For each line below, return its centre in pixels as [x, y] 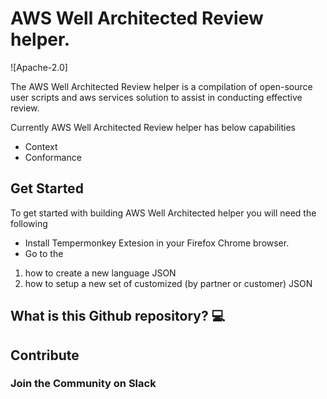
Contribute [45, 355]
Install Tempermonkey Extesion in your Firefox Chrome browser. [157, 243]
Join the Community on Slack [83, 384]
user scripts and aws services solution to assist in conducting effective [156, 97]
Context [41, 146]
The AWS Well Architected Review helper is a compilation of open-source [161, 86]
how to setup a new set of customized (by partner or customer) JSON [168, 283]
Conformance [53, 157]
